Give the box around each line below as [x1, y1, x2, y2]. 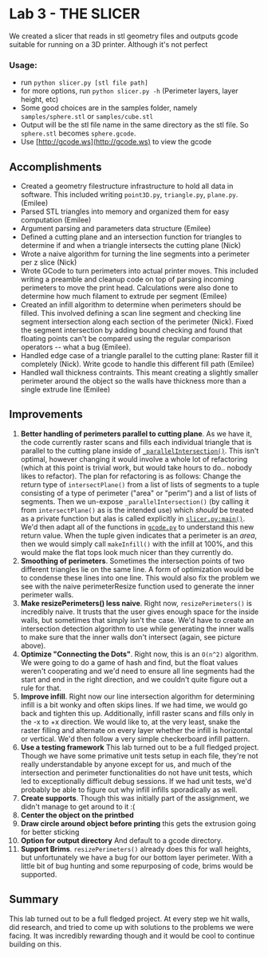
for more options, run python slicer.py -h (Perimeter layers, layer [20, 86, 238, 96]
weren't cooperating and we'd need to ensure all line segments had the [20, 666, 255, 675]
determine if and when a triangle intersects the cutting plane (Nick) [20, 241, 242, 250]
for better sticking [20, 827, 80, 837]
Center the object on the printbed [20, 810, 134, 820]
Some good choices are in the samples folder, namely [20, 103, 198, 112]
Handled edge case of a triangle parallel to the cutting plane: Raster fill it [20, 351, 258, 360]
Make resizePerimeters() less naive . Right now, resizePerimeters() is [20, 598, 252, 608]
